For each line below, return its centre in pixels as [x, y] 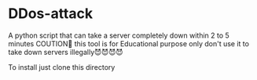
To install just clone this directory [62, 67]
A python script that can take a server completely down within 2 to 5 [119, 35]
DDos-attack [50, 14]
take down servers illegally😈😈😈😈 [66, 52]
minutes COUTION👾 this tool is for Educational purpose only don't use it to [129, 43]
